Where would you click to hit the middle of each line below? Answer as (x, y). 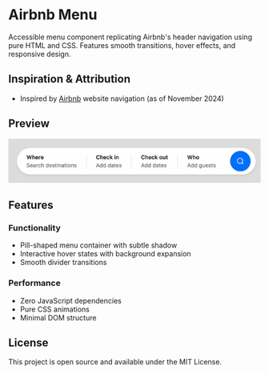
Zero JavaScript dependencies (70, 300)
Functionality (35, 227)
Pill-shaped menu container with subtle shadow (98, 245)
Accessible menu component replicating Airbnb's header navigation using (130, 37)
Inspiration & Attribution (69, 79)
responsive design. (40, 54)
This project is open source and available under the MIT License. (115, 362)
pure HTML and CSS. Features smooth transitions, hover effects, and (122, 45)
